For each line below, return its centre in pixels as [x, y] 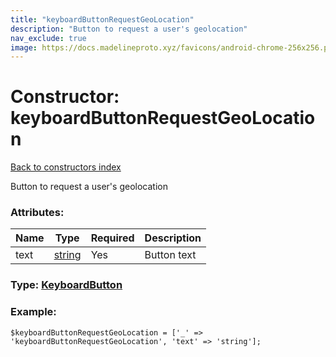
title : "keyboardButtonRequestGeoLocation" [102, 19]
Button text [170, 255]
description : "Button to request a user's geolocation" [129, 29]
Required [112, 238]
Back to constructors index [66, 167]
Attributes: [37, 213]
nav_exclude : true [48, 38]
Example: [33, 312]
